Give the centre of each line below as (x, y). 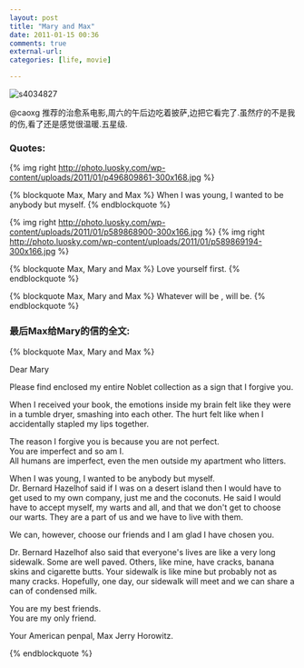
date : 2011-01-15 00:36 (54, 35)
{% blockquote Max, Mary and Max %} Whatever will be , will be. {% (137, 296)
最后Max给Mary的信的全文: (70, 331)
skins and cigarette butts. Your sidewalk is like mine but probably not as (143, 571)
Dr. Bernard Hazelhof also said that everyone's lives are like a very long (142, 552)
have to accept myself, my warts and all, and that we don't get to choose (145, 507)
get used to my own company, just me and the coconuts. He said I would (145, 497)
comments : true (38, 43)
